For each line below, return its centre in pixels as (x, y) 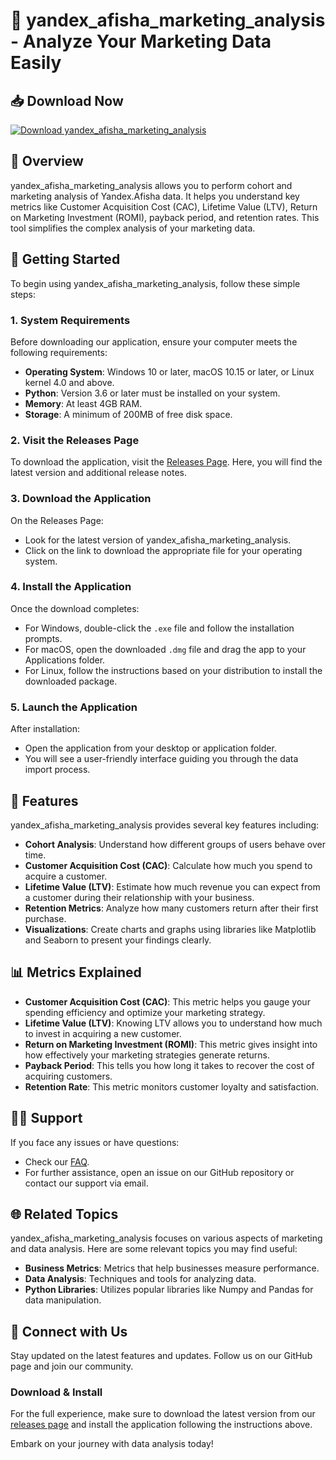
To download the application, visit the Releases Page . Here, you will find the (166, 462)
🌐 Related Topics (64, 1214)
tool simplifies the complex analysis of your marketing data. (133, 228)
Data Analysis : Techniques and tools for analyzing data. (140, 1279)
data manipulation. (63, 1300)
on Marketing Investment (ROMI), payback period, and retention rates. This (165, 217)
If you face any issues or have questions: (95, 1142)
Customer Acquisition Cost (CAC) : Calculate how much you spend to (168, 865)
